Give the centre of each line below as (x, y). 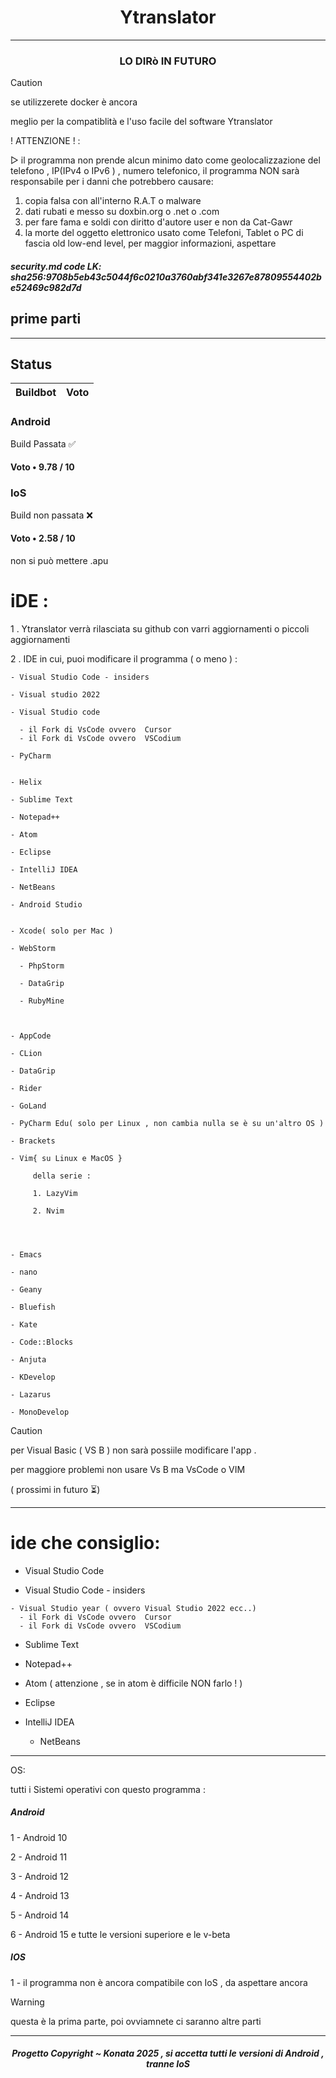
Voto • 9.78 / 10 (42, 467)
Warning (27, 2002)
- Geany (26, 1289)
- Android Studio (46, 904)
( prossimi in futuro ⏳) (55, 1489)
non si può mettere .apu (59, 560)
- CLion (26, 1053)
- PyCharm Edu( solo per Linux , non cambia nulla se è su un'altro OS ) (167, 1123)
